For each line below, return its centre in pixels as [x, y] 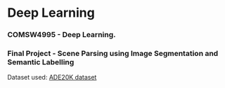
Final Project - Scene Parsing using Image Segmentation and [113, 54]
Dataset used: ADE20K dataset [52, 78]
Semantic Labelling [41, 62]
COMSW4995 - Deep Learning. [62, 35]
